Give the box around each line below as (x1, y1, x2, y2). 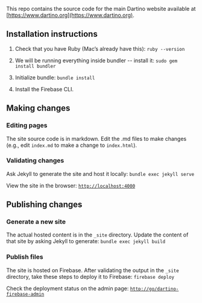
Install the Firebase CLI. (14, 85, 74, 93)
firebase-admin (6, 291, 45, 297)
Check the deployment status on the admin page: (6, 284, 129, 292)
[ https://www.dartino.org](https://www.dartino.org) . (6, 11, 134, 19)
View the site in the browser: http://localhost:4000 (6, 181, 136, 189)
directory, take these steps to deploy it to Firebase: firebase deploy (6, 273, 175, 280)
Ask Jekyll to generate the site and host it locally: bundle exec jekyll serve (6, 170, 195, 177)
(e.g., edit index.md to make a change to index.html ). (6, 142, 137, 149)
